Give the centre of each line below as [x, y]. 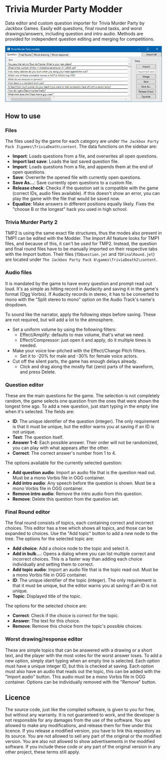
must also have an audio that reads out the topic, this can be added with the [83, 671]
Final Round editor [28, 512]
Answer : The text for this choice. [46, 621]
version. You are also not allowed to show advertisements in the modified [80, 742]
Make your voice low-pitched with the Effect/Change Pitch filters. [79, 350]
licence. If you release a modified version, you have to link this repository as [83, 731]
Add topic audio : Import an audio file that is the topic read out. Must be [85, 570]
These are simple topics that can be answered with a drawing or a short [79, 650]
